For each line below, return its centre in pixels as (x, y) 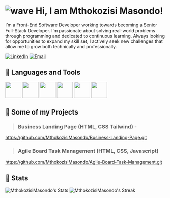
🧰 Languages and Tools (43, 73)
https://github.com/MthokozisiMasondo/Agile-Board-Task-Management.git (84, 162)
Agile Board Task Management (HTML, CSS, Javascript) (88, 151)
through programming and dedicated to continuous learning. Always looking (85, 36)
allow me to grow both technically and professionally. (61, 46)
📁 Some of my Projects (42, 112)
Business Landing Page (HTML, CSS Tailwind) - (77, 127)
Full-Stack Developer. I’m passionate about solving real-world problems (80, 30)
